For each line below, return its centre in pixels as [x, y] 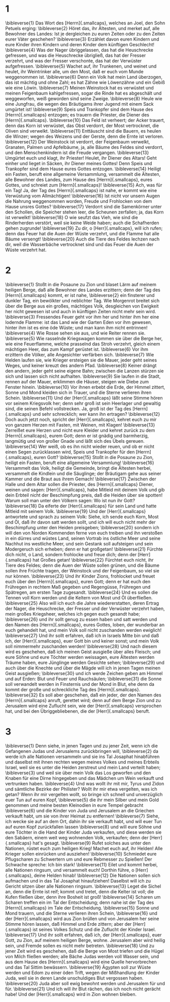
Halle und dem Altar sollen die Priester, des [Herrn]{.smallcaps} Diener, [80, 484]
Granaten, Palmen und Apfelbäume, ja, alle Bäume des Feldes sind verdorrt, [84, 147]
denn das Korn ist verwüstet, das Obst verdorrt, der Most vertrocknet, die [82, 126]
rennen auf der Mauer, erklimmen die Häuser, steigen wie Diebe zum [77, 381]
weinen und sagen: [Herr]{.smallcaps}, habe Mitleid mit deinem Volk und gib [85, 490]
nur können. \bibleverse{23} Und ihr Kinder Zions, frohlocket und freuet [80, 576]
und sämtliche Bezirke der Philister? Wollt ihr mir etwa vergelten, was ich [81, 789]
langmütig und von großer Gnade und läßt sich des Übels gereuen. [75, 441]
